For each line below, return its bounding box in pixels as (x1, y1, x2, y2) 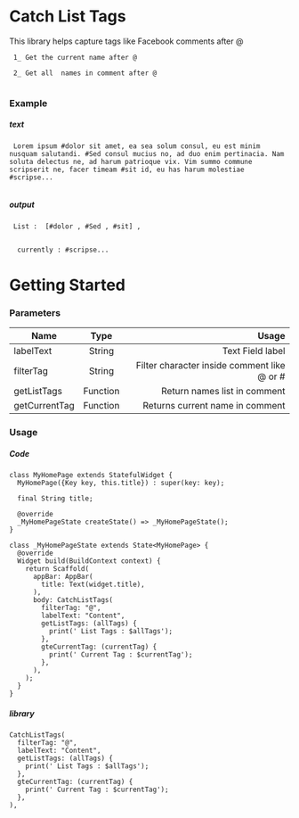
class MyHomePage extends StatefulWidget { (9, 471, 174, 480)
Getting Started (9, 275, 126, 295)
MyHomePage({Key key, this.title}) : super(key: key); (17, 479, 225, 488)
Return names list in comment (161, 385, 286, 398)
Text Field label (222, 345, 286, 358)
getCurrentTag (13, 400, 75, 412)
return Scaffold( (25, 565, 90, 574)
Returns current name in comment (142, 400, 286, 412)
